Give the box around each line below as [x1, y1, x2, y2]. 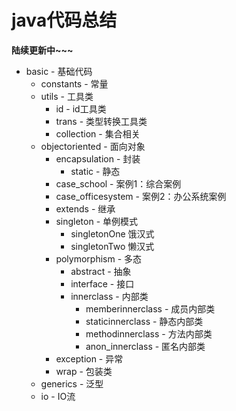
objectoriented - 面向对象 [40, 140, 146, 152]
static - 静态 [70, 165, 121, 177]
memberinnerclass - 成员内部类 [85, 302, 216, 315]
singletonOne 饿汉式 [70, 227, 155, 240]
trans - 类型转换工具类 [55, 115, 148, 127]
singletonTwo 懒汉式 [70, 240, 155, 252]
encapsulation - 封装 [55, 152, 141, 165]
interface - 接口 [70, 277, 135, 290]
